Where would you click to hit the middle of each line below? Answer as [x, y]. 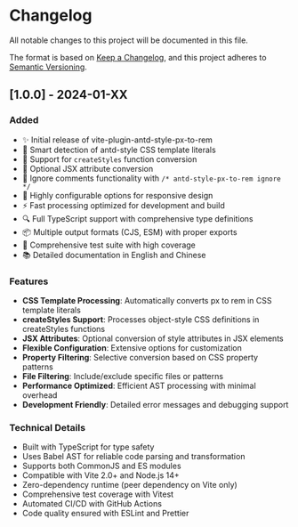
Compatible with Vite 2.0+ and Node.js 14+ [101, 475]
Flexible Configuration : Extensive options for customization [132, 347]
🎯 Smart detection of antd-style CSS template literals [119, 150]
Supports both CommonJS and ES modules [101, 466]
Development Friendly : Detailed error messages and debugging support [155, 404]
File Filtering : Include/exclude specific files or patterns [123, 376]
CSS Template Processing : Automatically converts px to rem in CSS [147, 300]
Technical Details [48, 427]
